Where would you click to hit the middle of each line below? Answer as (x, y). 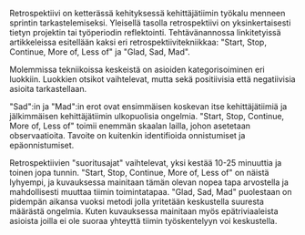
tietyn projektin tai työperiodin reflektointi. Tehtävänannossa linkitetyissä (145, 32)
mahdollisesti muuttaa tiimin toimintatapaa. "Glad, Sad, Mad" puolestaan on (151, 192)
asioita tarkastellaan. (48, 89)
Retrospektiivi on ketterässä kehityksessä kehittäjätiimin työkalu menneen (147, 13)
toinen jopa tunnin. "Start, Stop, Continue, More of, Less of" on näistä (139, 173)
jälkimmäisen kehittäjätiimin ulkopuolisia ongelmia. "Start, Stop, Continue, (147, 116)
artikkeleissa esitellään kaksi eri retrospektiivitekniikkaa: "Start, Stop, (138, 42)
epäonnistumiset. (42, 145)
